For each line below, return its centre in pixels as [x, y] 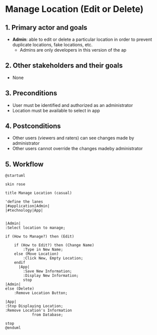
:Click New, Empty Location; [53, 258]
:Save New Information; [47, 271]
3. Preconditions [31, 93]
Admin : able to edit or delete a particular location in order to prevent [82, 39]
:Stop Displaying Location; [34, 306]
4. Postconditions [33, 126]
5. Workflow [24, 164]
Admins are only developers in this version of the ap [73, 50]
